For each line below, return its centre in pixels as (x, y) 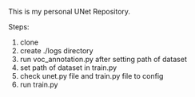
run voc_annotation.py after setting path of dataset (103, 59)
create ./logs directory (56, 50)
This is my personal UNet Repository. (69, 12)
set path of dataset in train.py (68, 68)
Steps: (19, 27)
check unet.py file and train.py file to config (92, 76)
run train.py (39, 84)
